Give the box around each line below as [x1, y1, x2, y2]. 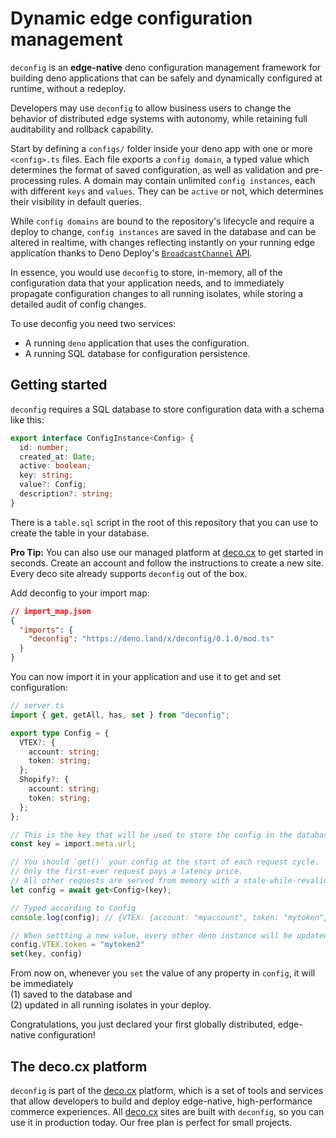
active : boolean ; [19, 461, 92, 471]
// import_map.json [10, 606, 92, 616]
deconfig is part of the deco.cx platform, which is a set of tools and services [10, 1084, 324, 1096]
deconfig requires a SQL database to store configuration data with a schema [10, 403, 325, 415]
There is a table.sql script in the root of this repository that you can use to [10, 516, 319, 528]
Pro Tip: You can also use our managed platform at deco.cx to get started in [10, 546, 324, 558]
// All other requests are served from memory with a [10, 876, 240, 886]
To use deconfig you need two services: [10, 317, 177, 329]
